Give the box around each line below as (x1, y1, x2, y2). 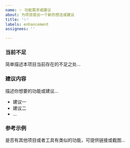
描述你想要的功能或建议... (5, 88, 59, 94)
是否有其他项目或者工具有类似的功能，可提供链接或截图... (5, 137, 126, 143)
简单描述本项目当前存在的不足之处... (5, 61, 81, 67)
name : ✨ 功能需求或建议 (5, 7, 51, 13)
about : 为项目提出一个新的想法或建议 (5, 12, 75, 17)
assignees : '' (5, 27, 36, 32)
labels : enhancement (5, 21, 49, 27)
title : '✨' (5, 17, 30, 22)
